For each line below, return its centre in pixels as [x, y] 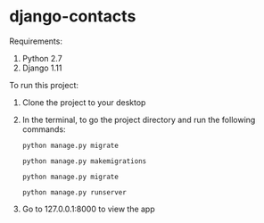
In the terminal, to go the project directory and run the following [139, 120]
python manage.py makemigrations [84, 161]
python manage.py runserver [74, 192]
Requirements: [36, 41]
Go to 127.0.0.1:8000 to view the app [89, 209]
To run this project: [44, 85]
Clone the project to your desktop [84, 102]
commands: [44, 129]
